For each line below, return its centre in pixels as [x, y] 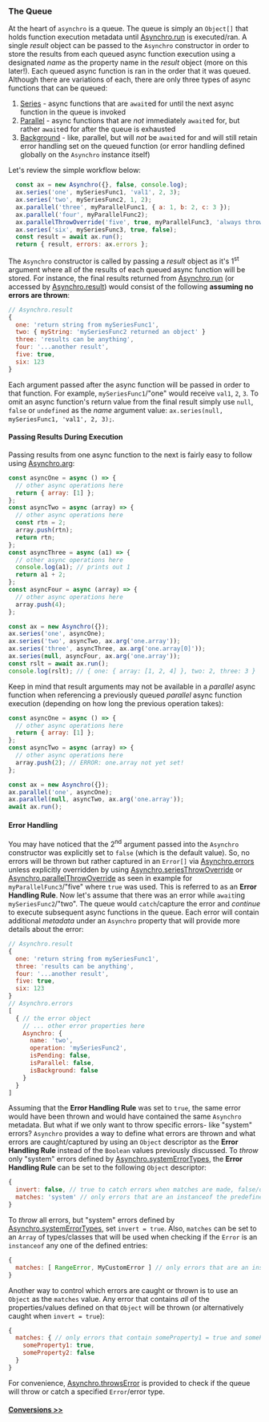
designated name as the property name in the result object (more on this [128, 62]
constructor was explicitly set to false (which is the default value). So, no [129, 853]
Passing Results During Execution [66, 437]
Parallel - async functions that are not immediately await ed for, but [130, 121]
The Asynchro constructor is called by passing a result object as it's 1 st [124, 260]
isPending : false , [60, 1056]
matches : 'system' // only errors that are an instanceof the [121, 1197]
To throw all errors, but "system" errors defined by [92, 1219]
